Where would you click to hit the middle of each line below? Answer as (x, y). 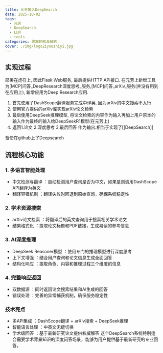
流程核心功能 (24, 155)
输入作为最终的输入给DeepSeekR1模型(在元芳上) (61, 121)
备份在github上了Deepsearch (35, 138)
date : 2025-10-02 (23, 14)
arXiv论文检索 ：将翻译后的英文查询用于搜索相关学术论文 (70, 220)
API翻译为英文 (26, 188)
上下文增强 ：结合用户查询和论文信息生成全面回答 (62, 257)
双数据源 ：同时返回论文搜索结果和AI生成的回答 (60, 289)
